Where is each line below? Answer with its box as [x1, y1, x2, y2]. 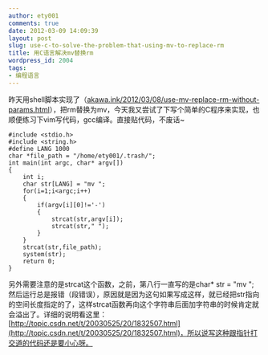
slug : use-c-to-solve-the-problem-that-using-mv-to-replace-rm [8, 42, 225, 50]
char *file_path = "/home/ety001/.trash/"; [8, 152, 156, 160]
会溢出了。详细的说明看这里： [8, 309, 107, 319]
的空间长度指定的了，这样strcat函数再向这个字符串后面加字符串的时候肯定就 [8, 299, 259, 309]
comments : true [8, 19, 59, 27]
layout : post [8, 34, 52, 43]
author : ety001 [8, 11, 59, 20]
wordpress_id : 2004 [8, 57, 74, 65]
